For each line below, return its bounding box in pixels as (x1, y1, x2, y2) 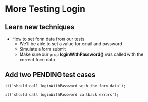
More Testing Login (5, 3, 85, 15)
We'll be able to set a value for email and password (19, 41, 122, 47)
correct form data (19, 57, 55, 62)
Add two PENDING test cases (5, 71, 96, 79)
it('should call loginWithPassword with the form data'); (5, 83, 126, 88)
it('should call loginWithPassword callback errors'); (5, 92, 119, 97)
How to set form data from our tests (12, 36, 85, 41)
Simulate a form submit (19, 46, 66, 52)
